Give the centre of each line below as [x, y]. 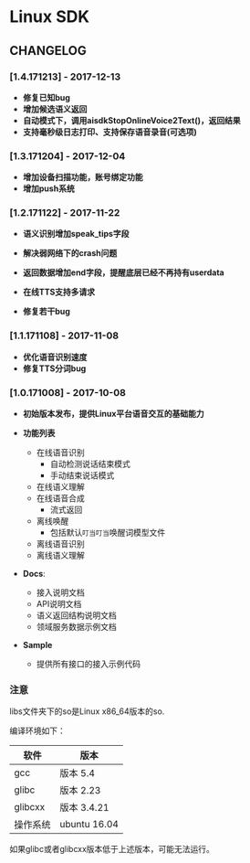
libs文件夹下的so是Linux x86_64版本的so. [87, 711]
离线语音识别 [60, 544]
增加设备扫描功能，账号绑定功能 [83, 177]
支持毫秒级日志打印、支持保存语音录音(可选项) [110, 132]
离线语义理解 [60, 556]
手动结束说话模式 [82, 475]
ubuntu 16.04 [89, 825]
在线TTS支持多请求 [59, 292]
